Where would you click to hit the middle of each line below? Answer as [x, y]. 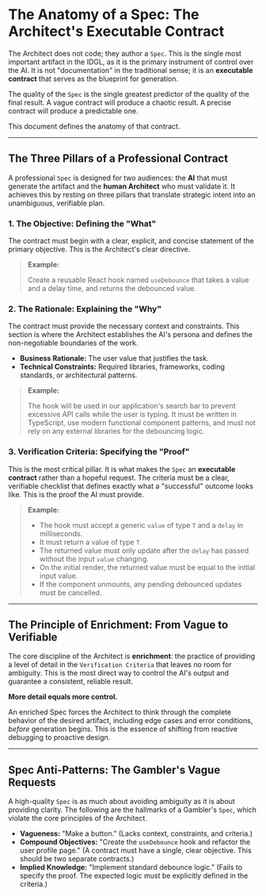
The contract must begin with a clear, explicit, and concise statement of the [131, 241]
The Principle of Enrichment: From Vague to [118, 625]
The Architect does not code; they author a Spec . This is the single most [125, 53]
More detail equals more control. [63, 697]
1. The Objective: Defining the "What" [82, 224]
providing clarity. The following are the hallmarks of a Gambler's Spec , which [133, 810]
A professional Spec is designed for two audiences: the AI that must [118, 178]
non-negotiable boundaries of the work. [73, 343]
